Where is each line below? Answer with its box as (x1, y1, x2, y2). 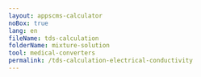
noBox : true (8, 19, 48, 27)
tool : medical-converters (8, 49, 95, 57)
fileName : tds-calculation (8, 34, 99, 43)
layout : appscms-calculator (8, 11, 103, 20)
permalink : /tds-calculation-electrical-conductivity (8, 57, 194, 65)
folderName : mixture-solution (8, 42, 111, 50)
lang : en (8, 26, 38, 34)
